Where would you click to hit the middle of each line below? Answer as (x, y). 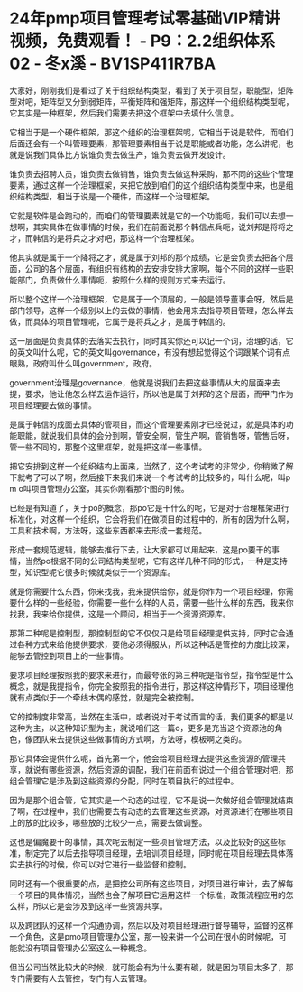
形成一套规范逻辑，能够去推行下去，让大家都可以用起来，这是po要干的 (141, 549)
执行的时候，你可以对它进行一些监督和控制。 (108, 864)
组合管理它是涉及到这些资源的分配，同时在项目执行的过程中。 (124, 781)
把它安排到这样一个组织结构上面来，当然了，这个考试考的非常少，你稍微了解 (151, 466)
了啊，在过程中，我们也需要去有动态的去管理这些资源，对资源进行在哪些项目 (151, 811)
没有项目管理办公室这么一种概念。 (88, 948)
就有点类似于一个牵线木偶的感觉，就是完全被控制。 (104, 697)
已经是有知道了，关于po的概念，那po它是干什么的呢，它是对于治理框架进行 (149, 507)
